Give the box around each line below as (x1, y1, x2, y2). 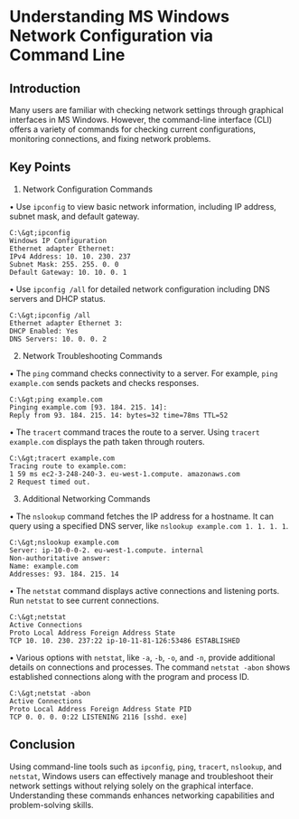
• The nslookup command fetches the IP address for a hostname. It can (9, 511, 274, 522)
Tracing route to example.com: (9, 461, 127, 471)
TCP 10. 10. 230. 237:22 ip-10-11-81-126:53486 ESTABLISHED (9, 635, 241, 645)
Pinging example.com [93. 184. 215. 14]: (9, 402, 168, 412)
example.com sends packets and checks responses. (9, 377, 200, 388)
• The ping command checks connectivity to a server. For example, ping (9, 368, 278, 379)
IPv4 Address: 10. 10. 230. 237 (9, 251, 131, 261)
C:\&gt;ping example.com (9, 395, 103, 404)
